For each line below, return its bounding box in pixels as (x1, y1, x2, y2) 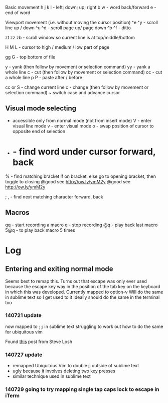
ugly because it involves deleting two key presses (12, 368, 115, 374)
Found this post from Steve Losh (5, 339, 73, 345)
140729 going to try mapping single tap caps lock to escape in (5, 386, 159, 393)
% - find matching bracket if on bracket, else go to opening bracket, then (5, 173, 156, 179)
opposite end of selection (12, 128, 66, 134)
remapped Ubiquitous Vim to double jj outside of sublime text (12, 363, 139, 369)
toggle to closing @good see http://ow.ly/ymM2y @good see (5, 178, 131, 184)
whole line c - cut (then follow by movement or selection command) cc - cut (5, 69, 162, 75)
